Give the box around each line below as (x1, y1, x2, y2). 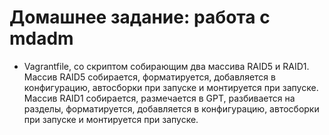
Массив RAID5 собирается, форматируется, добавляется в (23, 71, 276, 83)
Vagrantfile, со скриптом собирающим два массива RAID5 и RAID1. (23, 60, 310, 72)
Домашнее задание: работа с (9, 6, 271, 29)
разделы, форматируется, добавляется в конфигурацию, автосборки (23, 102, 320, 115)
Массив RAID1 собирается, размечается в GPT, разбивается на (23, 92, 296, 104)
